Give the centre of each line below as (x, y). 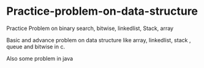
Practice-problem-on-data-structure (102, 11)
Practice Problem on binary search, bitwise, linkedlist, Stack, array (90, 28)
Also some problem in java (40, 58)
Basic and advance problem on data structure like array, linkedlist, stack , (99, 40)
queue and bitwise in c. (36, 47)
